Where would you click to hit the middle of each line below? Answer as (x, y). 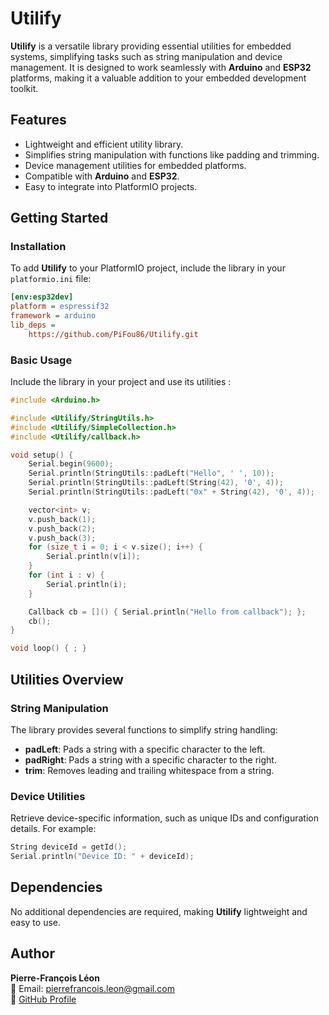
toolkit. (24, 88)
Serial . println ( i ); (87, 584)
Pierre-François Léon (55, 978)
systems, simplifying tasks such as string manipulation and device (146, 56)
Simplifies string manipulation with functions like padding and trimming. (172, 154)
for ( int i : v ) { (66, 575)
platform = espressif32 (60, 307)
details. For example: (53, 829)
